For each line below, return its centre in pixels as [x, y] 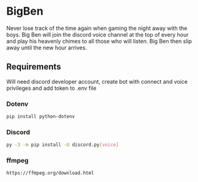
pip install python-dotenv [41, 117]
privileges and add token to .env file [51, 88]
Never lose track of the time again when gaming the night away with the [97, 28]
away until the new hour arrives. [47, 48]
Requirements [34, 67]
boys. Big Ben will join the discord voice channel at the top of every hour [97, 34]
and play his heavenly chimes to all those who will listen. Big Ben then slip [99, 41]
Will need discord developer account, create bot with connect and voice [97, 81]
